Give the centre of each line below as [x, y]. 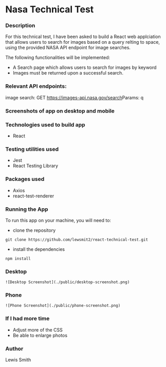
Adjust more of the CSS [38, 329]
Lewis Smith [18, 360]
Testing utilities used [32, 149]
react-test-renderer [33, 196]
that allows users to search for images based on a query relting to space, [83, 42]
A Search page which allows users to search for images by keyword [85, 67]
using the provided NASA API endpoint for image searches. [68, 48]
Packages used [25, 179]
